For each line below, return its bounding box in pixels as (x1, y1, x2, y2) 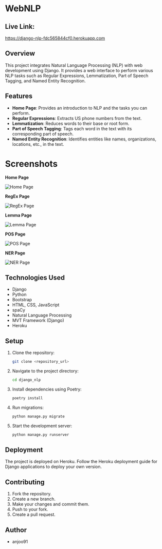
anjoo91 (12, 539, 28, 544)
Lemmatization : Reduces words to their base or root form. (12, 120, 130, 126)
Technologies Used (5, 274, 65, 282)
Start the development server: (12, 423, 72, 429)
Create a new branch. (12, 496, 56, 502)
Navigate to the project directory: (12, 368, 79, 374)
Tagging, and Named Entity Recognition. (5, 78, 86, 83)
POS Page (5, 231, 26, 237)
